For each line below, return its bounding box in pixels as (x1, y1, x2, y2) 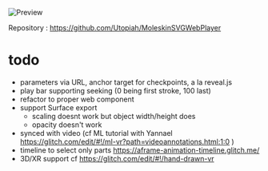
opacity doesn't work (31, 120, 102, 129)
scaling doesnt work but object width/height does (31, 111, 196, 121)
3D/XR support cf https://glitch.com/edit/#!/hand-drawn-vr (19, 153, 214, 163)
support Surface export (19, 102, 98, 112)
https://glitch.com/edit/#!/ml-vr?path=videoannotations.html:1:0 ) (19, 137, 234, 146)
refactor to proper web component (19, 94, 134, 104)
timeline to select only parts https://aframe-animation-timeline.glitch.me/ (19, 145, 260, 155)
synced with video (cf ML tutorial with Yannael (19, 128, 174, 137)
